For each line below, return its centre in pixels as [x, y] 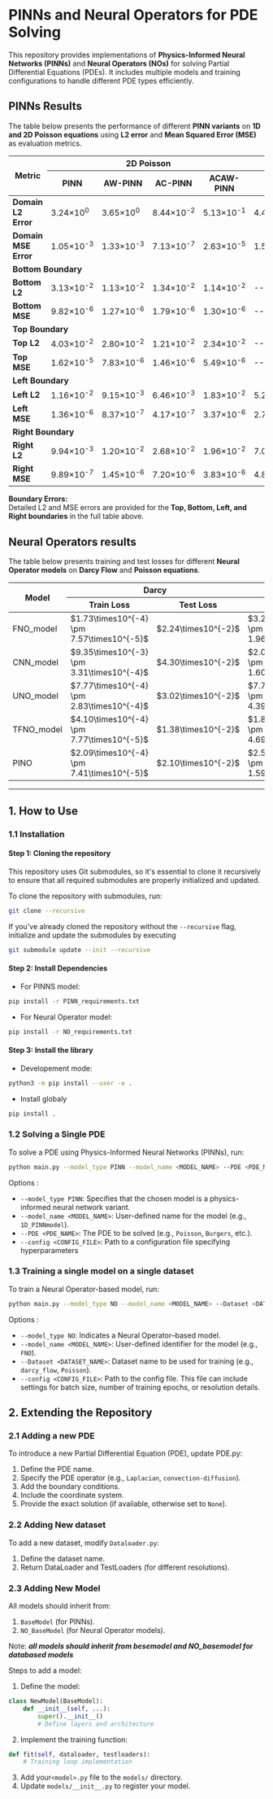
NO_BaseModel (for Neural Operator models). [93, 1631]
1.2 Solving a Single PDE [57, 1134]
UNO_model [36, 696]
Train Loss [110, 605]
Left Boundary [41, 381]
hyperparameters [49, 1250]
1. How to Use [43, 811]
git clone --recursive [47, 910]
